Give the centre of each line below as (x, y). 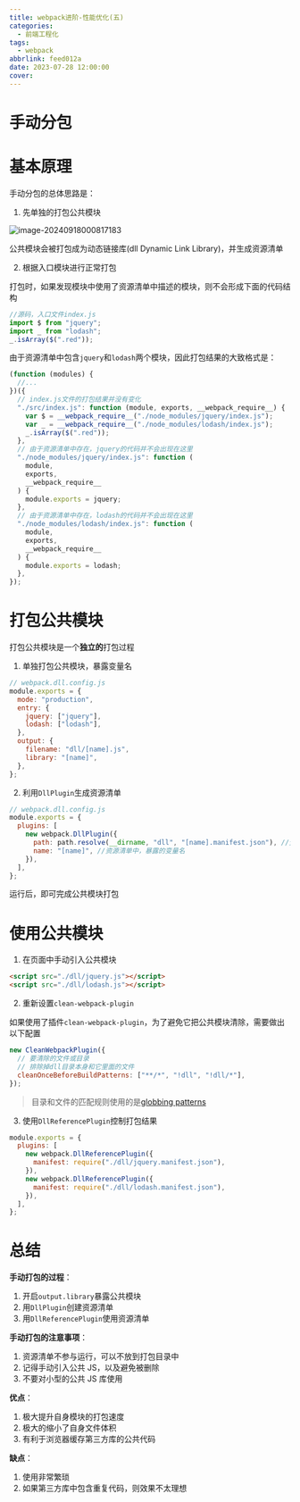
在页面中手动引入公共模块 (69, 960)
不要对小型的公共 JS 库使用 (72, 1379)
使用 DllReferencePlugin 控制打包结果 (90, 1121)
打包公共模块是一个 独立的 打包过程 (72, 647)
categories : (31, 26)
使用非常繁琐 (46, 1477)
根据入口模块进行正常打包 (69, 267)
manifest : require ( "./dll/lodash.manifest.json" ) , (129, 1187)
